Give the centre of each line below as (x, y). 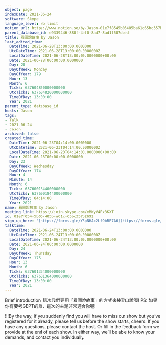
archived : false (22, 134)
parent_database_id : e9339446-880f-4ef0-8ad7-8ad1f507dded (67, 33)
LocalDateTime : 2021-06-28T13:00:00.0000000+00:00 (63, 56)
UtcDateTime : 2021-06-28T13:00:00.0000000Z (55, 51)
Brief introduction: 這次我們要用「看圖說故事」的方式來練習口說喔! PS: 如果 (81, 300)
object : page (19, 10)
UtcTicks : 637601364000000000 (41, 276)
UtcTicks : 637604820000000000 (41, 92)
